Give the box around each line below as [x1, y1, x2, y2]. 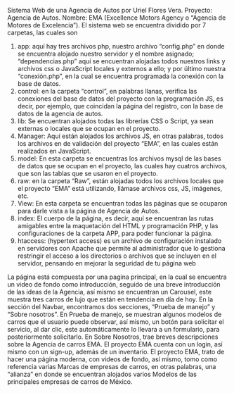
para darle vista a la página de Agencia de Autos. [17, 207, 160, 215]
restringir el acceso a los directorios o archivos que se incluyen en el [17, 251, 216, 260]
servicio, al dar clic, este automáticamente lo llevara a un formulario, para [7, 325, 220, 333]
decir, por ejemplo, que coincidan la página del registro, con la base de [17, 102, 223, 110]
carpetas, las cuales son [7, 28, 78, 37]
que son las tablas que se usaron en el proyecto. [17, 169, 158, 177]
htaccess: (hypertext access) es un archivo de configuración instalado [17, 237, 222, 245]
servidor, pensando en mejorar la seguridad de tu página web [17, 259, 197, 267]
